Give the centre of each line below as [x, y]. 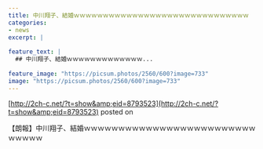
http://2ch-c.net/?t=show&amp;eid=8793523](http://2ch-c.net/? [114, 104]
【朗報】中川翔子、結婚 [46, 128]
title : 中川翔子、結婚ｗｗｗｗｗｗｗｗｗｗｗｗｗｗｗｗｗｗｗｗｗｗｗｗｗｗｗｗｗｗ [129, 15]
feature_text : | [35, 52]
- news [19, 30]
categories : [27, 23]
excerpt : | [26, 37]
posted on [117, 111]
